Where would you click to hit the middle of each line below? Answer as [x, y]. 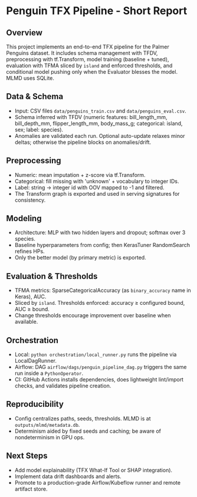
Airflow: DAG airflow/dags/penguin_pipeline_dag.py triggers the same [101, 367]
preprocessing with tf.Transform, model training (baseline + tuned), [88, 59]
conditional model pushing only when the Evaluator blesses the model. [92, 72]
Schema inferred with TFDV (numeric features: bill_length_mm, [91, 117]
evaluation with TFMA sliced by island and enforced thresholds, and [89, 65]
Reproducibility [35, 404]
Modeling [24, 218]
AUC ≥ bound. [32, 309]
